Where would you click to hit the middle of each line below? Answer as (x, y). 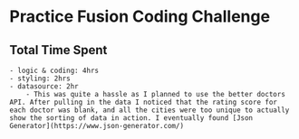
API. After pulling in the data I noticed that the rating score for (144, 102)
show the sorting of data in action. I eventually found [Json (131, 118)
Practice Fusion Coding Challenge (140, 17)
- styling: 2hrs (40, 79)
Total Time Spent (58, 50)
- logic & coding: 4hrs (54, 70)
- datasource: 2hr (44, 87)
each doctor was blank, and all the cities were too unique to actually (149, 110)
